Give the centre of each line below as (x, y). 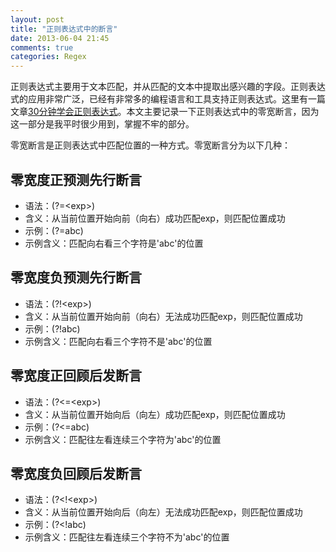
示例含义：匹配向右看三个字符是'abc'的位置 (114, 243)
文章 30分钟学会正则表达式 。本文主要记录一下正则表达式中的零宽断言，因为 (165, 112)
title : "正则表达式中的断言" (64, 29)
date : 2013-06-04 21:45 (60, 38)
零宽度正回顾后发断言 (76, 376)
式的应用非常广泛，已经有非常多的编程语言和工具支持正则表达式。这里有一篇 (168, 99)
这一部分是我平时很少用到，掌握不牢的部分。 (102, 124)
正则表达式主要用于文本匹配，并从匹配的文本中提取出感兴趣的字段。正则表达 (168, 87)
